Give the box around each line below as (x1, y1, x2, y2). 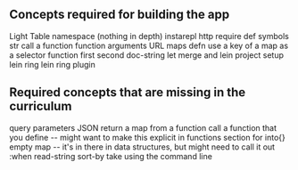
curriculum (9, 99, 72, 114)
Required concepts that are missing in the (9, 85, 246, 101)
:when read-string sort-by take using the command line (9, 150, 212, 161)
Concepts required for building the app (9, 7, 230, 22)
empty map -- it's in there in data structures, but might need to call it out (9, 142, 275, 152)
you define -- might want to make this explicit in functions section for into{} (9, 132, 286, 142)
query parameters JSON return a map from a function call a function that (9, 122, 277, 133)
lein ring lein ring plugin (9, 59, 95, 69)
